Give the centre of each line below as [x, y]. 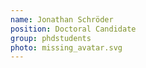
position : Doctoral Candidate [73, 29]
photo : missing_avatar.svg [66, 47]
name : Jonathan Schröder [62, 19]
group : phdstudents [51, 38]
